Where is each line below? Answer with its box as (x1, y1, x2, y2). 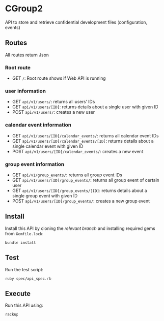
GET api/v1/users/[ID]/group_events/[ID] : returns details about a (12, 188, 147, 193)
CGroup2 (5, 3, 43, 14)
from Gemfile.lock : (5, 230, 44, 236)
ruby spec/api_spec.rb (5, 276, 52, 281)
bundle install (5, 240, 36, 245)
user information (5, 87, 46, 94)
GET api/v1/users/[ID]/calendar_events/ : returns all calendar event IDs (12, 132, 159, 138)
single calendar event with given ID (12, 143, 83, 149)
